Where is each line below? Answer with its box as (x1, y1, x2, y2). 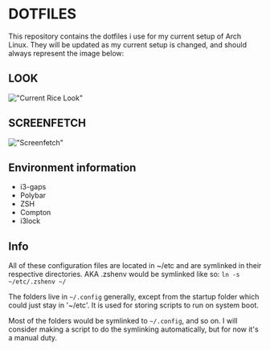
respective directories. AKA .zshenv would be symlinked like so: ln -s (8, 270, 240, 279)
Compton (19, 208, 51, 218)
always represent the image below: (8, 48, 125, 58)
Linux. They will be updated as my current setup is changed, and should (8, 39, 247, 49)
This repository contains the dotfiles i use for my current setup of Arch (8, 31, 242, 41)
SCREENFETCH (8, 116, 87, 130)
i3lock (19, 216, 41, 226)
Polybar (19, 190, 47, 201)
